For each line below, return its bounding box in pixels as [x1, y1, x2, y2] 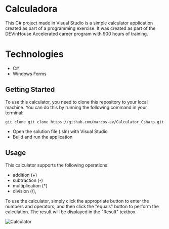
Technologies [5, 49, 64, 60]
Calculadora [5, 3, 58, 15]
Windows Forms [12, 71, 47, 77]
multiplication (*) [12, 182, 48, 188]
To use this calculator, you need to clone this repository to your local [5, 99, 148, 105]
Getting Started [5, 85, 55, 94]
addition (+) [12, 172, 37, 178]
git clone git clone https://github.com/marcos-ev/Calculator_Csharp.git [5, 119, 164, 124]
